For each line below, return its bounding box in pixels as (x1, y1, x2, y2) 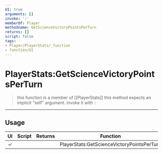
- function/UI (5, 47, 34, 52)
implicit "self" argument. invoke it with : (16, 100, 97, 106)
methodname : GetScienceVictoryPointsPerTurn (5, 25, 97, 30)
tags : (5, 39, 16, 44)
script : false (5, 34, 34, 39)
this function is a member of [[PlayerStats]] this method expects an (16, 95, 151, 101)
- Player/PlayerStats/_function (5, 43, 70, 48)
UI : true (5, 7, 23, 12)
